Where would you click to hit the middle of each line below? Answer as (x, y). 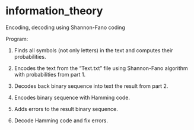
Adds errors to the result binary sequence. (66, 109)
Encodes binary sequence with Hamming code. (72, 97)
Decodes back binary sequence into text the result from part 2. (91, 86)
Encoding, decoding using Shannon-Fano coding (65, 27)
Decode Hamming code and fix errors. (61, 121)
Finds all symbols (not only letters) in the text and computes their (93, 50)
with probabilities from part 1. (50, 74)
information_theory (54, 11)
